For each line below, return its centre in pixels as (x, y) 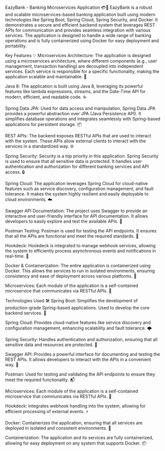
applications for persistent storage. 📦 (44, 124)
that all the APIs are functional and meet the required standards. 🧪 (72, 236)
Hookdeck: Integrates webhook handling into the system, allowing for (76, 406)
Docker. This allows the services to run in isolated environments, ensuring (80, 271)
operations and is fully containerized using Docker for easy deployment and (82, 41)
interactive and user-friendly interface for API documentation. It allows (77, 216)
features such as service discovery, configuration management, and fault (79, 189)
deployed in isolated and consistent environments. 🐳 (58, 428)
